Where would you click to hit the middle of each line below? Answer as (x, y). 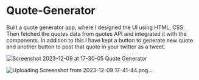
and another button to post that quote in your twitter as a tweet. (86, 47)
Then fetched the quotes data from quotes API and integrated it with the (96, 33)
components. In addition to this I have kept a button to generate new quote (100, 40)
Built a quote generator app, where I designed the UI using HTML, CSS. (96, 27)
